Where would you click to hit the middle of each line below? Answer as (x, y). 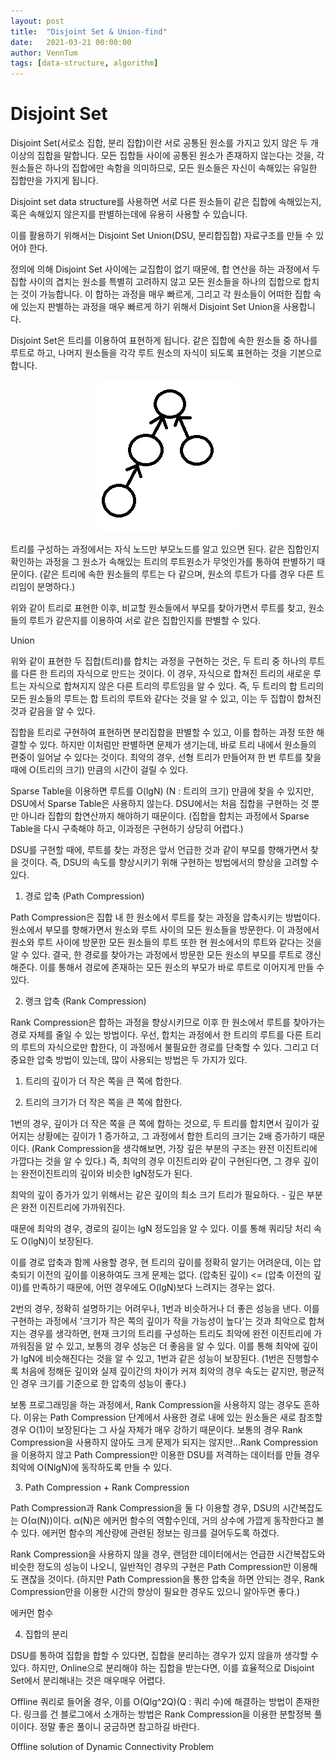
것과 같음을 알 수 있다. (53, 711)
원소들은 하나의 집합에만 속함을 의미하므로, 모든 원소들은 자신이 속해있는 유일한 (164, 168)
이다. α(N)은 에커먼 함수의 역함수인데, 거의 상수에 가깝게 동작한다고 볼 (188, 1521)
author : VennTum (44, 53)
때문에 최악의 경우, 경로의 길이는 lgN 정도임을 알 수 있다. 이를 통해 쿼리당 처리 (161, 1229)
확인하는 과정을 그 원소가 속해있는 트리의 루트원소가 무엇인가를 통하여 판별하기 (162, 562)
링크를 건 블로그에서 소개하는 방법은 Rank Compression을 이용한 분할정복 (167, 1714)
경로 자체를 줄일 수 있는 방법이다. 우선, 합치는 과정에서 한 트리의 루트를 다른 (156, 1035)
